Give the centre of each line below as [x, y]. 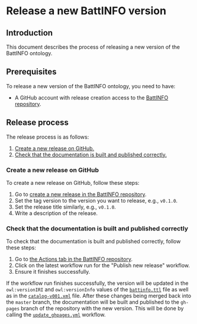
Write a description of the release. [56, 213]
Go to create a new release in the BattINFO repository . [80, 194]
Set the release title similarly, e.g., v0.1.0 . [65, 207]
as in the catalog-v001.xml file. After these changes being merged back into [98, 296]
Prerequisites [31, 72]
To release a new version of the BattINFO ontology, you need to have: [91, 86]
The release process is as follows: [48, 137]
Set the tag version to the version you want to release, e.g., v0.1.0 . [96, 200]
